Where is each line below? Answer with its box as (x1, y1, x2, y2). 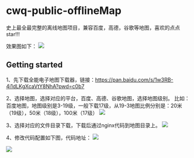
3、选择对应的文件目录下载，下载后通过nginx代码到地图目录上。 (6, 121, 161, 129)
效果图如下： (6, 43, 37, 50)
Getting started (6, 60, 63, 70)
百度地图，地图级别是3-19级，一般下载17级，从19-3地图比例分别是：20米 (6, 102, 182, 109)
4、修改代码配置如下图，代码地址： (6, 134, 92, 141)
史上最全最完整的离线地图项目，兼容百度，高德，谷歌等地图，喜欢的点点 (6, 24, 180, 31)
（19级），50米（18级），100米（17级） (6, 109, 98, 116)
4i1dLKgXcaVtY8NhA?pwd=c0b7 (6, 83, 85, 90)
